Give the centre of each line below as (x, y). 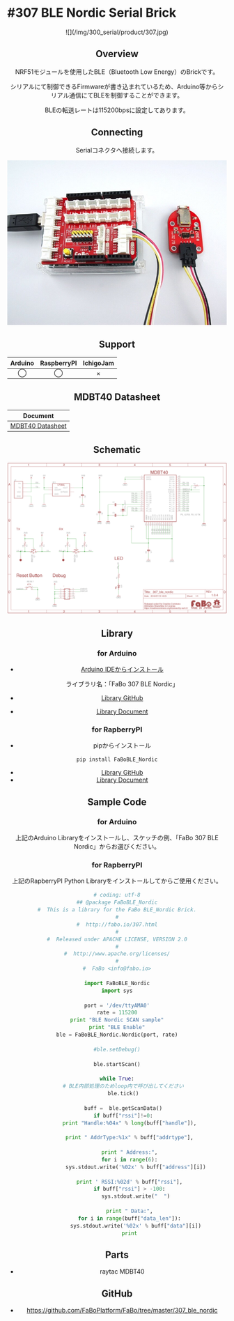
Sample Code (117, 802)
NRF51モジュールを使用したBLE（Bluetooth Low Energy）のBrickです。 (117, 72)
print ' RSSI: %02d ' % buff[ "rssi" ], (130, 1182)
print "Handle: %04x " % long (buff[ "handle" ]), (130, 1123)
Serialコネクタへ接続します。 (117, 150)
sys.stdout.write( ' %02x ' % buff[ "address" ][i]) (136, 1167)
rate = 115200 (117, 1013)
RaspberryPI (58, 363)
